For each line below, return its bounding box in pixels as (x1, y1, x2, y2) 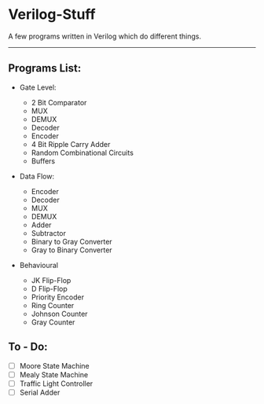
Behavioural (19, 260, 59, 270)
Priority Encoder (31, 292, 85, 302)
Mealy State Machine (19, 369, 89, 379)
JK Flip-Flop (31, 275, 71, 285)
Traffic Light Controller (19, 379, 93, 388)
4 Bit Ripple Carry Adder (31, 139, 111, 149)
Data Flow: (19, 171, 55, 181)
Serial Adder (19, 387, 60, 397)
